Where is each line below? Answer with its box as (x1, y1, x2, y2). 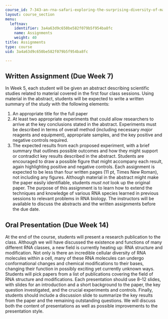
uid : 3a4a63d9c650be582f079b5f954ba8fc (5, 49, 88, 54)
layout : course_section (5, 12, 55, 17)
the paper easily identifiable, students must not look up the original (12, 180, 150, 186)
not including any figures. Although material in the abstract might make (12, 174, 159, 180)
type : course (5, 44, 32, 49)
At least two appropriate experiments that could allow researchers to (12, 116, 154, 122)
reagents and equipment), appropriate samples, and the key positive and (12, 132, 162, 138)
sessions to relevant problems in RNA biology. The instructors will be (12, 196, 154, 202)
